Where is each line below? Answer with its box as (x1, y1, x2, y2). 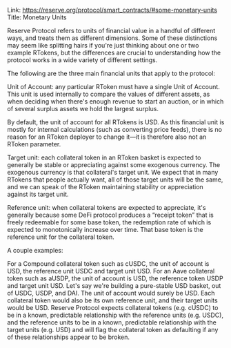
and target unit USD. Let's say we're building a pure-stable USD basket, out (7, 282, 221, 289)
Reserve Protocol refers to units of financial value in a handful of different (7, 27, 216, 35)
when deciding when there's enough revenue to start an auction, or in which (7, 97, 224, 106)
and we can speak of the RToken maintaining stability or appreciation (7, 183, 203, 191)
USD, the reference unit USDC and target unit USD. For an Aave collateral (7, 267, 215, 275)
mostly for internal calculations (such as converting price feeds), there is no (7, 126, 223, 133)
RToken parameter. (7, 140, 61, 148)
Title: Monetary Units (7, 13, 67, 21)
